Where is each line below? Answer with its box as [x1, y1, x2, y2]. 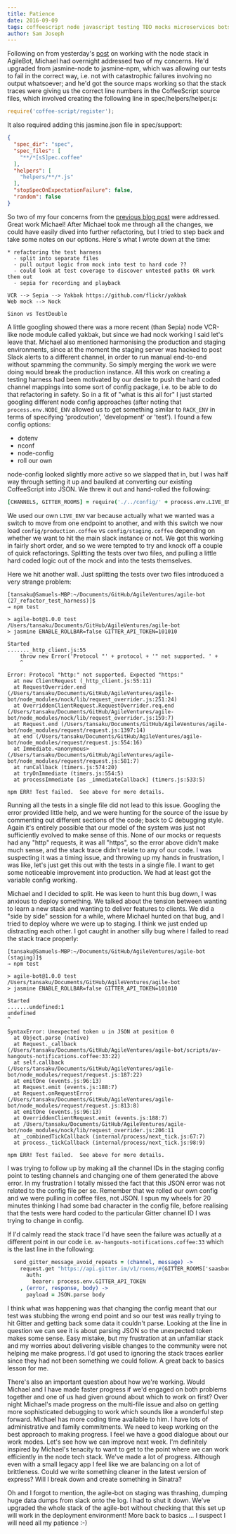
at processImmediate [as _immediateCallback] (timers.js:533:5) [13, 776, 206, 783]
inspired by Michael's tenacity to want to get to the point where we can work [7, 1444, 229, 1453]
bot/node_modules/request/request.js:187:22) [7, 1071, 143, 1079]
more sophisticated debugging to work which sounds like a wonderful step [7, 1407, 223, 1416]
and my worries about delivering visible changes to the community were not [7, 1341, 227, 1350]
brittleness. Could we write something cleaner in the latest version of [7, 1467, 206, 1475]
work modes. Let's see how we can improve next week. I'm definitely [7, 1437, 207, 1446]
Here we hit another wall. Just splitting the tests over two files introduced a [7, 570, 224, 578]
